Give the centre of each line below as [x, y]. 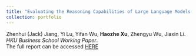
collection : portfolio [34, 17]
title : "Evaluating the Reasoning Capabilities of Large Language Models [99, 11]
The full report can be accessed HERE [52, 46]
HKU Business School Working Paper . [52, 40]
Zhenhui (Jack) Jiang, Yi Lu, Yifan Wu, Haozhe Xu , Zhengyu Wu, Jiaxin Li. [96, 34]
